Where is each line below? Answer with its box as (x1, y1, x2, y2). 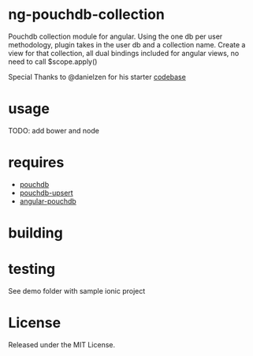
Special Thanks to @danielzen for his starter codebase (8, 72, 187, 81)
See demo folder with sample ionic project (8, 286, 146, 295)
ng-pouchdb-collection (8, 6, 166, 24)
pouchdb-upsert (19, 188, 73, 197)
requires (8, 154, 65, 171)
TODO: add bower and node (8, 126, 100, 135)
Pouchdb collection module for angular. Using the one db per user (8, 32, 223, 41)
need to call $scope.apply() (8, 57, 98, 66)
